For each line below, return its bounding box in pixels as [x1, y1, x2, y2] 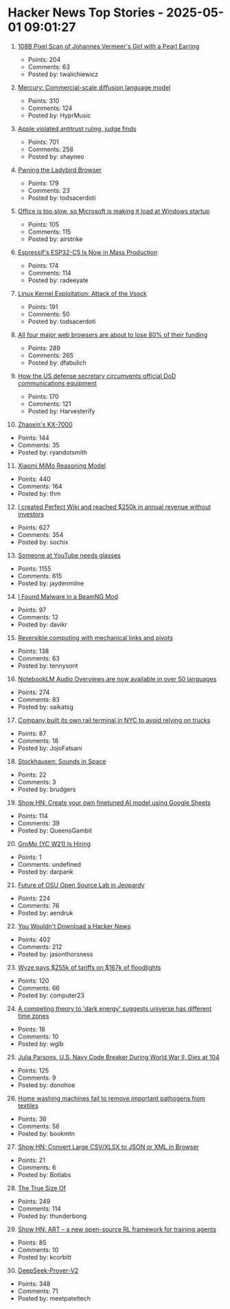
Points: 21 [17, 1156, 45, 1164]
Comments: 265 [27, 351, 74, 359]
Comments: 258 [27, 145, 74, 153]
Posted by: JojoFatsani [17, 744, 83, 752]
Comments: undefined [17, 860, 82, 868]
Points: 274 [17, 688, 50, 696]
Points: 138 [17, 647, 49, 655]
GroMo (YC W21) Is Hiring [17, 839, 91, 847]
